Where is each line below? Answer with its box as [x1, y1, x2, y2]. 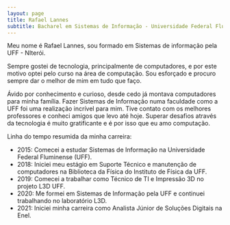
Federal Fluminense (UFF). [16, 153, 92, 161]
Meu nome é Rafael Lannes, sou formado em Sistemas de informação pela [7, 42, 218, 50]
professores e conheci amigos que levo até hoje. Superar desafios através [7, 112, 217, 120]
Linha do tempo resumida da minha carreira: [7, 132, 132, 141]
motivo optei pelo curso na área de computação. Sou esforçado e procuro [7, 69, 216, 78]
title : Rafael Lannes [7, 16, 69, 23]
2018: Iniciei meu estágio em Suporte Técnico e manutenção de [16, 161, 197, 169]
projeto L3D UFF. [16, 182, 66, 191]
